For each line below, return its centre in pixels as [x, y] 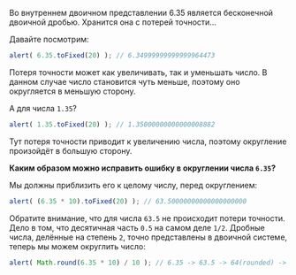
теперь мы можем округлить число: [77, 246]
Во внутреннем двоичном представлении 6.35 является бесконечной [141, 13]
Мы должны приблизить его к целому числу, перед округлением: [133, 185]
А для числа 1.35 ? [43, 108]
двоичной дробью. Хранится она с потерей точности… [113, 22]
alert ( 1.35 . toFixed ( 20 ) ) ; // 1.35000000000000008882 [112, 124]
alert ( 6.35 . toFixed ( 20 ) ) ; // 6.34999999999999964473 [112, 56]
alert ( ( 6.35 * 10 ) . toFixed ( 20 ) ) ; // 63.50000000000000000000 [128, 201]
